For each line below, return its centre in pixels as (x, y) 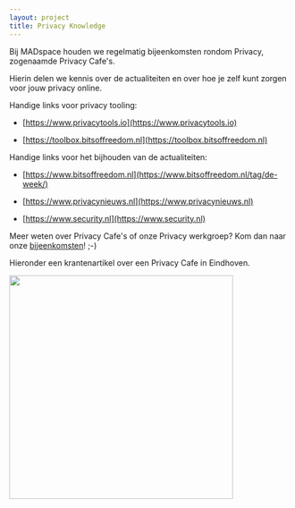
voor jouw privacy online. (56, 88)
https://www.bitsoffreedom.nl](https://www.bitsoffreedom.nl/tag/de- (152, 174)
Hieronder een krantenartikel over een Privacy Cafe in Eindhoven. (130, 262)
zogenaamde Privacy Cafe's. (62, 61)
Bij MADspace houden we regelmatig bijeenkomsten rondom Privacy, (136, 51)
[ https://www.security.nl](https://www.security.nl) (114, 218)
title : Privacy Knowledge (57, 26)
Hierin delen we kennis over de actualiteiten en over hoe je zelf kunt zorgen (148, 78)
